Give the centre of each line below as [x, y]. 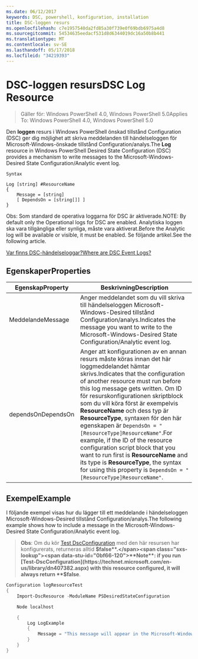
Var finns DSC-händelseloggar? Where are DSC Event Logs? [79, 253]
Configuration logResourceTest [44, 585]
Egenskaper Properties [49, 271]
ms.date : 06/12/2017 [32, 12]
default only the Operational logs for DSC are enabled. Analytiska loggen [94, 222]
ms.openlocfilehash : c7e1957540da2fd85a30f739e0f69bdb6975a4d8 [85, 28]
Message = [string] [41, 195]
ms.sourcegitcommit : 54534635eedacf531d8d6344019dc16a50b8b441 [85, 34]
